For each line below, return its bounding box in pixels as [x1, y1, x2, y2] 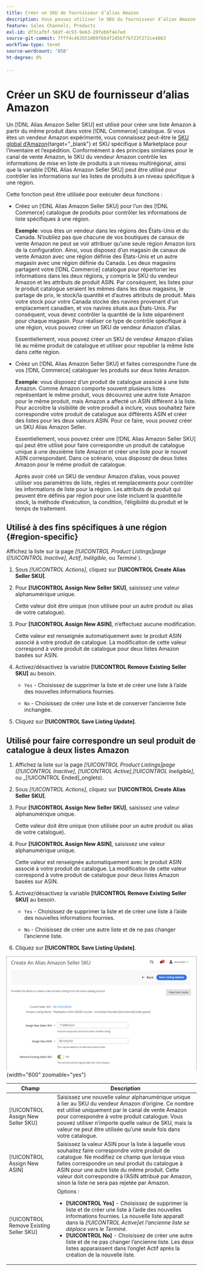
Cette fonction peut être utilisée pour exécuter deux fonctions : [6, 190, 163, 198]
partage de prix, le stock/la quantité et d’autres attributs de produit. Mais [14, 291, 196, 298]
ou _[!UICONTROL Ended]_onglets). [14, 774, 104, 782]
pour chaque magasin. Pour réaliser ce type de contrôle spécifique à [14, 317, 186, 324]
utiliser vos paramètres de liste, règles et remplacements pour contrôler [14, 479, 193, 486]
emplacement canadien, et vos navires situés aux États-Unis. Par [14, 304, 177, 312]
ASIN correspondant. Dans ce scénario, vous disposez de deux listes [14, 454, 187, 461]
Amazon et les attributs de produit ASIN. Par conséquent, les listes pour [14, 278, 194, 286]
